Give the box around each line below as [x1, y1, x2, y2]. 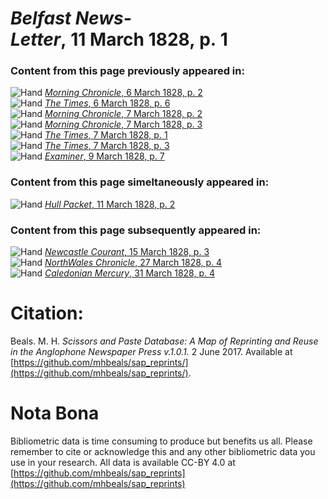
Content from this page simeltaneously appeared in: [10, 175, 270, 189]
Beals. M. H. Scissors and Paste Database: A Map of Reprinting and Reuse [10, 335, 319, 347]
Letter [10, 28, 62, 51]
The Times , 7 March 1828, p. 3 [44, 140, 170, 152]
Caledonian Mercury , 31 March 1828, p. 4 [44, 267, 215, 279]
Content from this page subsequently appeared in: [10, 223, 262, 237]
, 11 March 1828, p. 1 [60, 28, 228, 51]
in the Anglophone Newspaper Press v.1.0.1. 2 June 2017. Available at [10, 346, 293, 358]
